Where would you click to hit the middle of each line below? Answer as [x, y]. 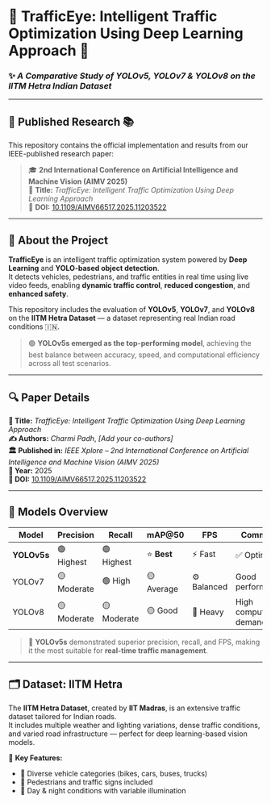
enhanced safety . [38, 294]
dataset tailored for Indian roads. [63, 716]
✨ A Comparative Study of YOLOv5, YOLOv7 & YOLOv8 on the [132, 76]
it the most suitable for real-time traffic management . [118, 650]
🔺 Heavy [208, 612]
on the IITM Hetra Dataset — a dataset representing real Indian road [122, 318]
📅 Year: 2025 [30, 470]
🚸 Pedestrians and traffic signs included [86, 782]
